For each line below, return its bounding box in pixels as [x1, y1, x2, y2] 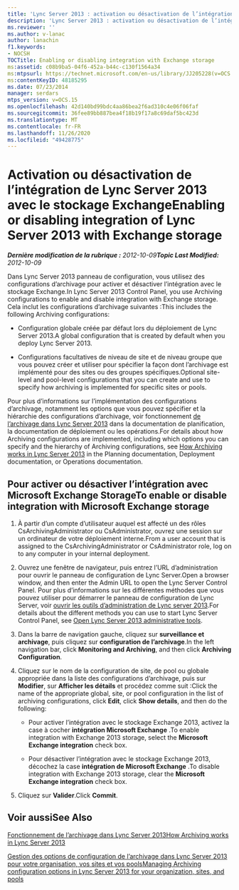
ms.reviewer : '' [7, 23, 55, 31]
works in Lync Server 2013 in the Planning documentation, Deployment [7, 450, 216, 459]
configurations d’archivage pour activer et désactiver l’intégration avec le [7, 280, 222, 288]
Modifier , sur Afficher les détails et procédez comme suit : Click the [17, 681, 218, 690]
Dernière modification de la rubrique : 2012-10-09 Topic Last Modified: [7, 251, 219, 260]
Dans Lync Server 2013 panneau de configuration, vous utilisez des [7, 272, 205, 281]
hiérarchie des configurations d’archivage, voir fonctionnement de [7, 412, 201, 421]
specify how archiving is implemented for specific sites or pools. [17, 383, 207, 392]
